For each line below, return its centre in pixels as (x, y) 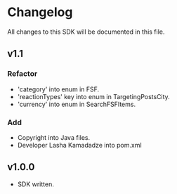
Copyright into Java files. (53, 137)
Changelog (40, 12)
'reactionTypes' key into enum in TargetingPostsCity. (93, 96)
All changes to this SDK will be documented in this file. (86, 32)
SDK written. (35, 184)
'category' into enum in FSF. (58, 89)
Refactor (22, 74)
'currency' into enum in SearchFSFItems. (76, 104)
